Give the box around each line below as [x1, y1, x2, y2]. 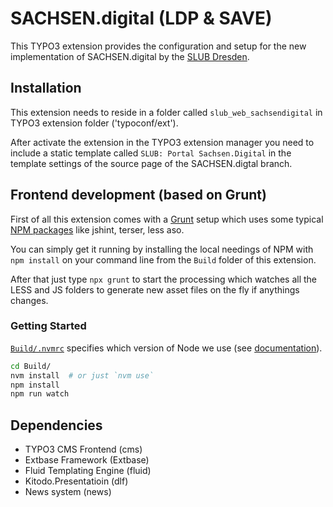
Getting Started [10, 319, 87, 333]
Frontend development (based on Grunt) [10, 187, 267, 204]
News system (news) [24, 486, 112, 498]
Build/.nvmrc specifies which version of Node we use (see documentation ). [10, 342, 323, 354]
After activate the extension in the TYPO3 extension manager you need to [10, 136, 315, 148]
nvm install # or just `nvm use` [10, 370, 155, 381]
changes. [10, 294, 49, 306]
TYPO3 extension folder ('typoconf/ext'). [10, 117, 179, 129]
